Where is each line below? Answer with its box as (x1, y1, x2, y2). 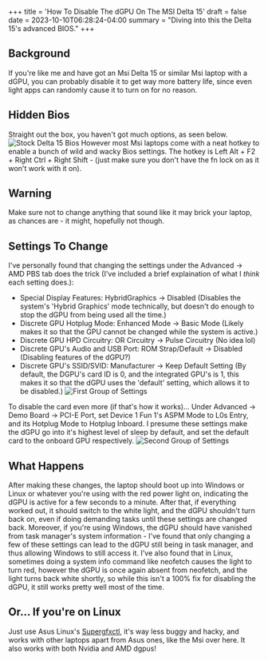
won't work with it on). (8, 163, 82, 173)
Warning (8, 187, 52, 201)
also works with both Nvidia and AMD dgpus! (8, 643, 157, 653)
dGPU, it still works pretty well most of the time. (8, 583, 165, 592)
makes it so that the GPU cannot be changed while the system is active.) (19, 327, 258, 336)
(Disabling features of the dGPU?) (19, 352, 132, 362)
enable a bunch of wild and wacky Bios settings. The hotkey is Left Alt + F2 (8, 146, 256, 156)
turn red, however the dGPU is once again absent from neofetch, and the (8, 565, 248, 575)
